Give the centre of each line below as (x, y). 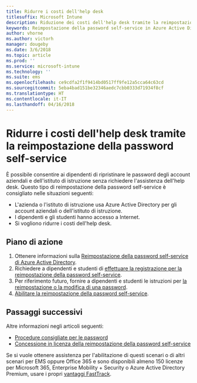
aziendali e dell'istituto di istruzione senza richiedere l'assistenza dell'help (95, 181)
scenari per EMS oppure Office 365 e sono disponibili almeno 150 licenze (94, 361)
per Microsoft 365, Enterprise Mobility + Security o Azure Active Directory (96, 368)
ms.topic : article (28, 55)
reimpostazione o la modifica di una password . (71, 287)
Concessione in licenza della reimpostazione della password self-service (103, 344)
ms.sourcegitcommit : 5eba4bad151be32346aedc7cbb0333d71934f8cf (85, 88)
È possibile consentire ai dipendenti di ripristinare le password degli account (98, 174)
